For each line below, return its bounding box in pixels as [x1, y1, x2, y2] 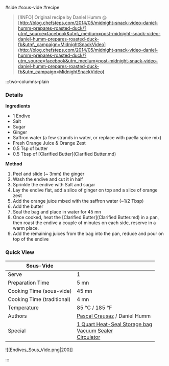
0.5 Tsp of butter [12, 145, 49, 152]
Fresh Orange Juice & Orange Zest [12, 140, 86, 146]
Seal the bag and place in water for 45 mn [12, 209, 101, 215]
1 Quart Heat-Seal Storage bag [76, 320, 152, 328]
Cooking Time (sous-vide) [8, 287, 72, 294]
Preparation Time [8, 279, 50, 286]
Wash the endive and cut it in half [12, 176, 83, 182]
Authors [8, 312, 27, 319]
